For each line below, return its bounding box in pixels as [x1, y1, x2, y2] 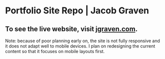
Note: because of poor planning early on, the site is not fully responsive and [5, 38, 160, 44]
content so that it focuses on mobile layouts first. [5, 49, 105, 54]
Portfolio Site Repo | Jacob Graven [5, 5, 150, 16]
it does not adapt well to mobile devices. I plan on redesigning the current [5, 43, 156, 49]
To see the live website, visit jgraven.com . [5, 25, 138, 33]
